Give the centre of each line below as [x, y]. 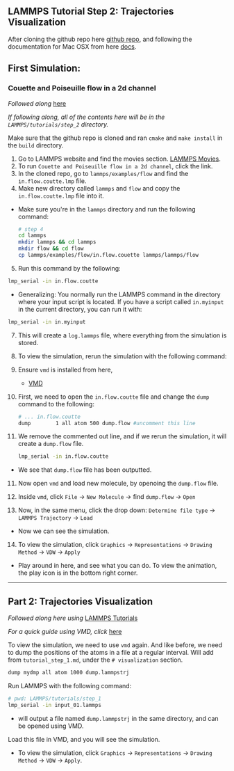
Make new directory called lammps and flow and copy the [99, 188]
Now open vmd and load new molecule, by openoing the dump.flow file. [118, 484]
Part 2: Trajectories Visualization [81, 601]
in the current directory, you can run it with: [80, 309]
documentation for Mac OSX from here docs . [72, 46]
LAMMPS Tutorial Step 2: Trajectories [91, 11]
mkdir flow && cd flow [51, 249]
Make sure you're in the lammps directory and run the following [107, 209]
